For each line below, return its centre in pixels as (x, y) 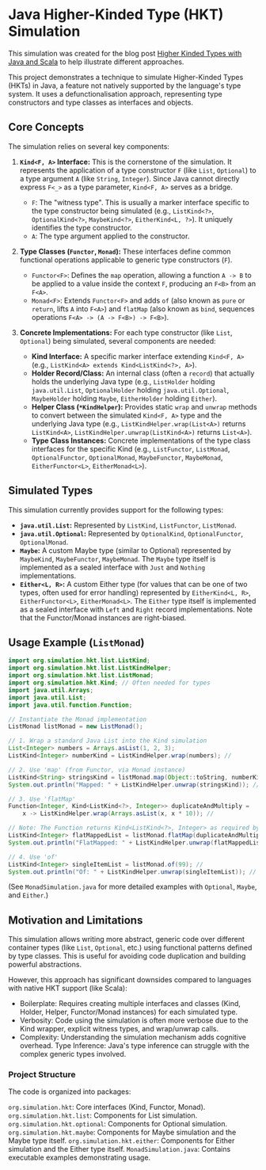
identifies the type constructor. (82, 227)
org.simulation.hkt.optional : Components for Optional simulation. (118, 1124)
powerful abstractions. (45, 965)
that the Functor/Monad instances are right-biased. (103, 617)
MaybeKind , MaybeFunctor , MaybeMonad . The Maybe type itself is (118, 558)
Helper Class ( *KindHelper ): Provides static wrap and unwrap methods (144, 406)
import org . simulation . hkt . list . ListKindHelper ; (90, 668)
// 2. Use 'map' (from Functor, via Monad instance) (97, 770)
